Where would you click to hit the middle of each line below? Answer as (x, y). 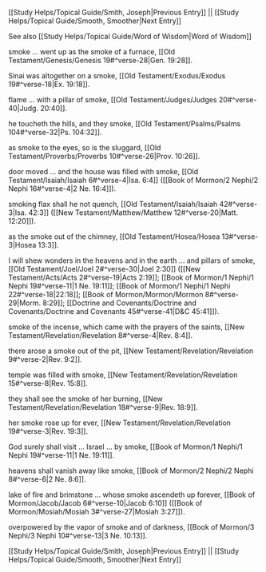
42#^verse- (238, 204)
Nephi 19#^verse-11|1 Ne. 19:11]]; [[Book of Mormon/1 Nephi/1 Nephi (119, 286)
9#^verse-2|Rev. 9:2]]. (45, 359)
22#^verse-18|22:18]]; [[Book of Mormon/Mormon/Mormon (106, 294)
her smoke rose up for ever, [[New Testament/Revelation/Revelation (120, 423)
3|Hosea (22, 245)
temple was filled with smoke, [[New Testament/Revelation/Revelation (123, 375)
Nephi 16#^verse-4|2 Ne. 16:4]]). (62, 189)
